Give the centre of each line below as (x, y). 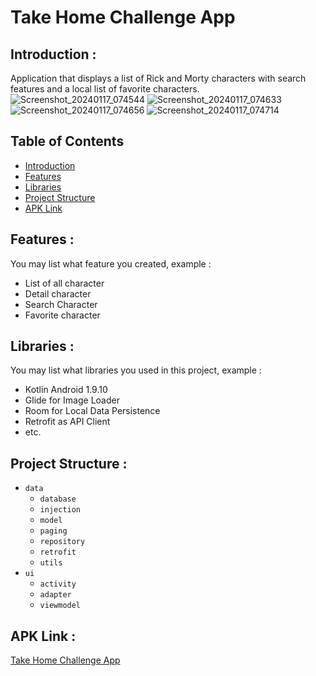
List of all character (64, 283)
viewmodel (60, 606)
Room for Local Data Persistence (92, 411)
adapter (55, 595)
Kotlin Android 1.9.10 (66, 390)
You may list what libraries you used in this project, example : (136, 370)
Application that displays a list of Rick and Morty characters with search (158, 78)
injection (60, 510)
